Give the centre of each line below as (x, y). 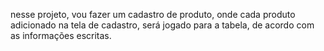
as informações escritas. (61, 35)
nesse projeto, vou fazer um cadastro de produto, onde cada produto (153, 14)
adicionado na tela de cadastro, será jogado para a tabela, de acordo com (162, 25)
